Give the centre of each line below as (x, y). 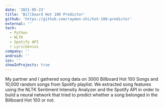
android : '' (17, 56)
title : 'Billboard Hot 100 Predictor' (45, 14)
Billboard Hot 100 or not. (30, 100)
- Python (19, 33)
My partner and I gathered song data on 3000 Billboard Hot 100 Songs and (82, 79)
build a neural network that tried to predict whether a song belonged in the (82, 95)
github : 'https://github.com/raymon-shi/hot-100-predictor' (69, 19)
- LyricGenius (24, 47)
